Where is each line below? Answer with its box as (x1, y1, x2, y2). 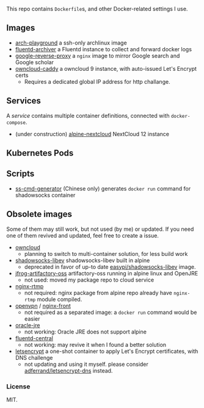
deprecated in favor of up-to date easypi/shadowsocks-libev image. (24, 263, 196, 271)
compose (6, 119, 26, 126)
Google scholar (15, 58, 54, 66)
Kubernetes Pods (6, 148, 74, 158)
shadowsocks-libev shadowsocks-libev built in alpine (15, 257, 150, 264)
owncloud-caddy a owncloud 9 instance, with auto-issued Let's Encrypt (15, 65, 197, 72)
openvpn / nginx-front (15, 302, 71, 309)
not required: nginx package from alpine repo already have (24, 289, 172, 296)
